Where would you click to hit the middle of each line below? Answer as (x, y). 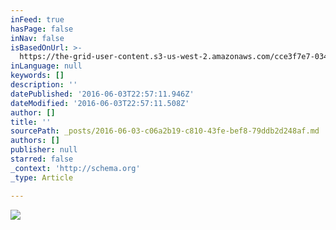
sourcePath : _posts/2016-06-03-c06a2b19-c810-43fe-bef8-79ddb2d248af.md (165, 131)
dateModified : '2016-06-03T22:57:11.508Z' (100, 103)
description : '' (44, 85)
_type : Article (42, 177)
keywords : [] (37, 76)
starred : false (42, 159)
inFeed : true (37, 19)
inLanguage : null (46, 66)
